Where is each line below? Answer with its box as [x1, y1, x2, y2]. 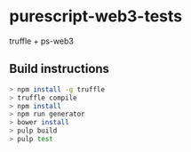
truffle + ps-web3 [9, 36, 74, 46]
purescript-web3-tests [9, 6, 183, 27]
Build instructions [9, 61, 109, 76]
